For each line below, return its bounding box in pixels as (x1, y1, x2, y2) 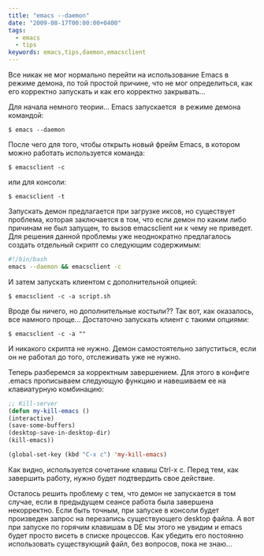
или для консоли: (8, 177, 67, 187)
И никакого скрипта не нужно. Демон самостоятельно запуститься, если (8, 343, 257, 353)
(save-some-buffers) (8, 422, 76, 429)
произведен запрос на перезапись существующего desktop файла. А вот (8, 513, 255, 523)
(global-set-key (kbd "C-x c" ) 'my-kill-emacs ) (8, 451, 168, 459)
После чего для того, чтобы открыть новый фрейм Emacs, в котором (8, 140, 240, 149)
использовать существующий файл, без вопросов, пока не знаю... (8, 539, 232, 548)
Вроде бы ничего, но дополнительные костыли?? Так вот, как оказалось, (8, 306, 255, 316)
